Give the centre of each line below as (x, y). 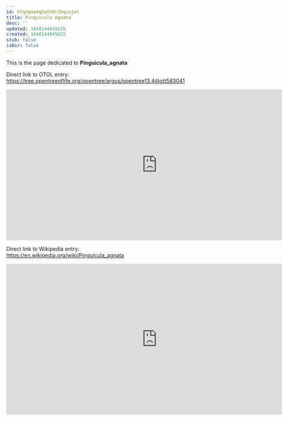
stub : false (21, 40)
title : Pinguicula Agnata (39, 18)
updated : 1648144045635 (36, 29)
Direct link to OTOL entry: (38, 74)
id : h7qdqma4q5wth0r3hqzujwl (43, 12)
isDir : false (23, 46)
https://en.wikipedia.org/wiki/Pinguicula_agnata (65, 255)
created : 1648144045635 (36, 34)
